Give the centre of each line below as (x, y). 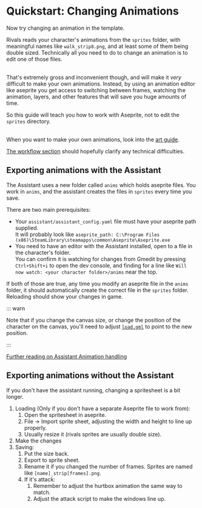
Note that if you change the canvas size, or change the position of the (93, 320)
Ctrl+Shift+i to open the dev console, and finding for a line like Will (101, 265)
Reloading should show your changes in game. (65, 296)
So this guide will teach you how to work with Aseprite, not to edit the (93, 115)
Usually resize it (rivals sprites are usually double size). (93, 434)
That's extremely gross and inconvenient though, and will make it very (94, 77)
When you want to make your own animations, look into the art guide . (93, 139)
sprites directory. (29, 121)
